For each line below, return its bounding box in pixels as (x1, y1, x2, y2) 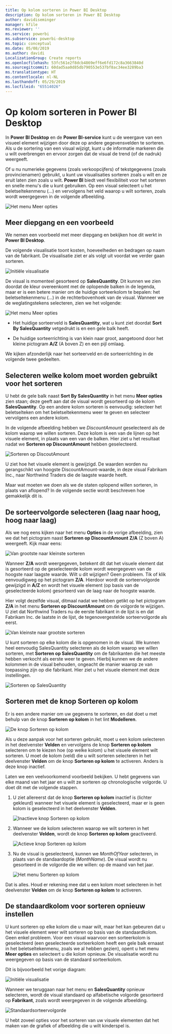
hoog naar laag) (5, 515, 57, 525)
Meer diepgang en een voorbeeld (5, 218, 114, 227)
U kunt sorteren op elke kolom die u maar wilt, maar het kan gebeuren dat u (5, 923, 165, 930)
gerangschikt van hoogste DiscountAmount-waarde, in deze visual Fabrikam (5, 467, 167, 473)
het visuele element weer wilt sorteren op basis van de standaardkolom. (5, 929, 158, 935)
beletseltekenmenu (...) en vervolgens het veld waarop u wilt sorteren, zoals (5, 188, 166, 194)
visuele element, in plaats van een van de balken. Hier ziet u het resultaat (5, 436, 160, 442)
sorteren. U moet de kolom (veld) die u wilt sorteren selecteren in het (5, 752, 151, 759)
